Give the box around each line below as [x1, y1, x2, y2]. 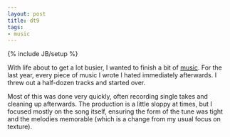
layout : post [7, 10, 46, 18]
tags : [7, 23, 23, 31]
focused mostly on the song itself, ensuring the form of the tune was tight [7, 107, 223, 116]
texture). [7, 122, 33, 131]
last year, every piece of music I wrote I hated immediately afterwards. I [7, 71, 217, 80]
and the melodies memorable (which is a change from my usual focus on [7, 115, 221, 124]
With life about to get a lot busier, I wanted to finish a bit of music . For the [7, 63, 223, 72]
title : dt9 [7, 17, 40, 24]
